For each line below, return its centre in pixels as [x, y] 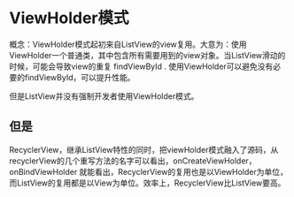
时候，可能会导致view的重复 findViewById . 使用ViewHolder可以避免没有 [141, 66]
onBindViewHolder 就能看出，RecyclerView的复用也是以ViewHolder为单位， [148, 171]
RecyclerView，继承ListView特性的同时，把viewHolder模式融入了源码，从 [144, 149]
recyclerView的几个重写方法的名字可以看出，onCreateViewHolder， [133, 161]
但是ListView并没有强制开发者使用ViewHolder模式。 [104, 96]
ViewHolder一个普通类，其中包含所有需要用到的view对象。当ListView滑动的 [147, 55]
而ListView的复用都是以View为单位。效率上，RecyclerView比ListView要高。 [147, 183]
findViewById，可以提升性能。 [80, 77]
